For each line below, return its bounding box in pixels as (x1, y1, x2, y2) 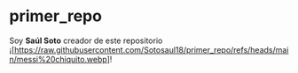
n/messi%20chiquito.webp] (9, 54, 111, 64)
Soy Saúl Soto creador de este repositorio (9, 35, 163, 46)
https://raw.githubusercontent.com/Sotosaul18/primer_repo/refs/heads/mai (14, 44, 289, 55)
